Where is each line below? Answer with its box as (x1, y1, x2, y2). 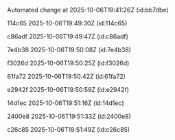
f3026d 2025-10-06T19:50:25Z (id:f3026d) (7, 59, 130, 67)
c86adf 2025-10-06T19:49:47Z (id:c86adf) (7, 32, 129, 40)
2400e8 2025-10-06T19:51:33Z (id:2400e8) (7, 113, 132, 120)
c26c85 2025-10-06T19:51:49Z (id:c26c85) (7, 126, 130, 133)
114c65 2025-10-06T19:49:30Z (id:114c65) (7, 19, 128, 27)
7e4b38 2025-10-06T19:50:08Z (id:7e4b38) (7, 46, 132, 54)
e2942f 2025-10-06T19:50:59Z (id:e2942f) (7, 86, 129, 93)
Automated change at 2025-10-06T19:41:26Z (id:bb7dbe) (7, 6, 170, 14)
